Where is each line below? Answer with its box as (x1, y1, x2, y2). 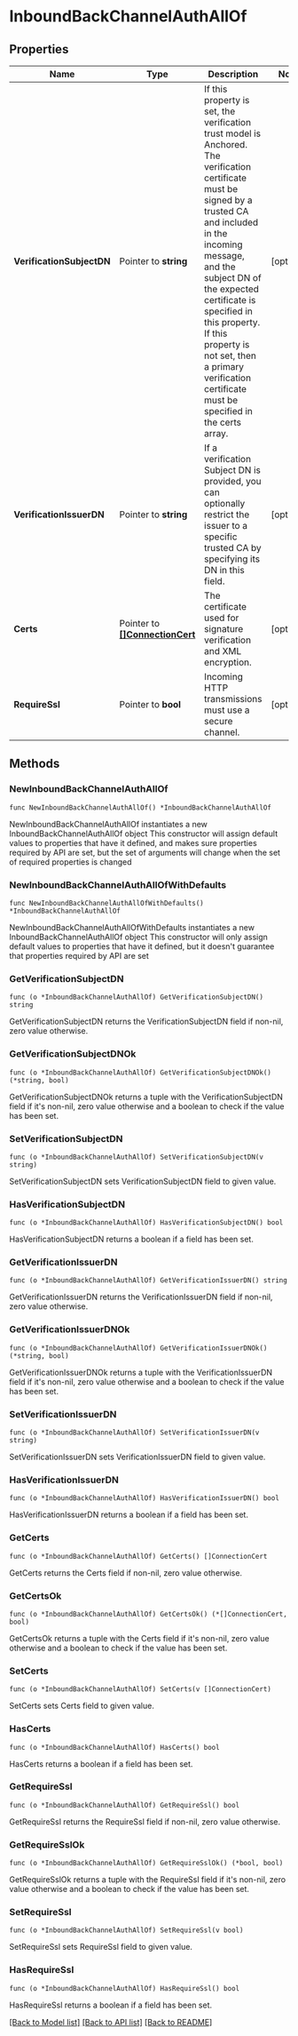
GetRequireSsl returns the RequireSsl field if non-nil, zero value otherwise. (9, 1816, 281, 1827)
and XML (203, 645, 242, 657)
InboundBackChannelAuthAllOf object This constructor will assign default (9, 828, 278, 839)
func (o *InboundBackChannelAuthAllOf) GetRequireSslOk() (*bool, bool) (9, 1859, 284, 1868)
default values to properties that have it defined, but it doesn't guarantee (9, 940, 275, 952)
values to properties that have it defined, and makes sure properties (9, 837, 257, 848)
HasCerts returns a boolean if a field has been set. (9, 1758, 193, 1769)
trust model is (203, 127, 262, 140)
